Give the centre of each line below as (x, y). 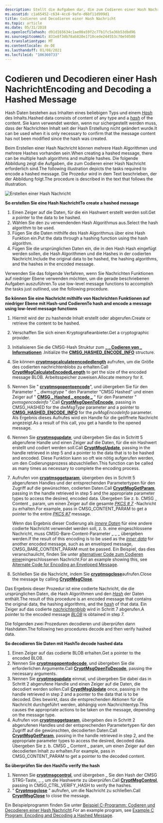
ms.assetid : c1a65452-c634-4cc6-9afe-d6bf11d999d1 (57, 14)
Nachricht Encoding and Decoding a (78, 89)
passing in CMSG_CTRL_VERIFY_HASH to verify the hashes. (72, 786)
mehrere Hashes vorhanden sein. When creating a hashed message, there (79, 153)
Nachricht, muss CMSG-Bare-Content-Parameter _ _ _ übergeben (77, 534)
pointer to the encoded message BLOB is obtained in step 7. (65, 615)
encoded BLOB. (28, 658)
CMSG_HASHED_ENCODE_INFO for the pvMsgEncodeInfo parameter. (82, 412)
